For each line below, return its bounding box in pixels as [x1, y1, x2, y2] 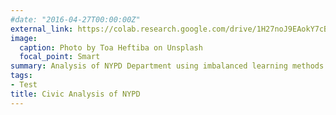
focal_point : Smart [19, 52, 101, 62]
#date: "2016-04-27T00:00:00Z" [10, 14, 141, 25]
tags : [10, 71, 33, 81]
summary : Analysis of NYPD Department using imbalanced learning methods [10, 61, 325, 71]
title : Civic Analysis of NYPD [10, 89, 141, 99]
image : [10, 33, 38, 43]
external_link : [10, 24, 74, 34]
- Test [10, 80, 38, 90]
